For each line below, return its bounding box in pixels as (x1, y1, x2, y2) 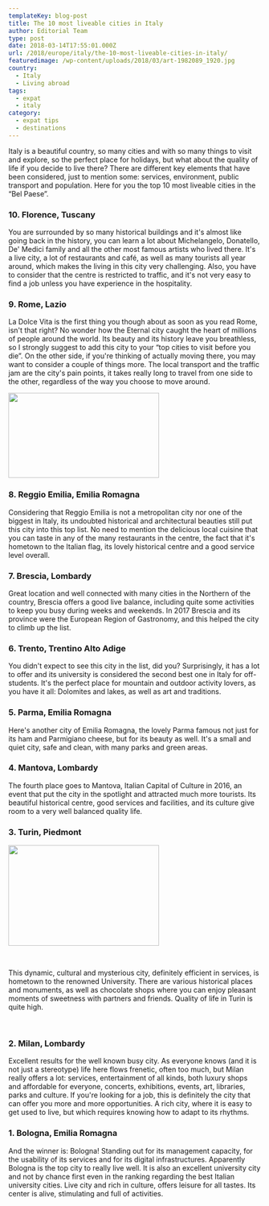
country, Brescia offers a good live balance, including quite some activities (8, 597, 255, 606)
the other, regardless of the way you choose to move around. (8, 377, 210, 386)
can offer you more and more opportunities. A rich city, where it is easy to (8, 1099, 253, 1109)
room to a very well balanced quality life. (8, 806, 143, 816)
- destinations (15, 124, 67, 132)
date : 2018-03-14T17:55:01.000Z (8, 42, 116, 50)
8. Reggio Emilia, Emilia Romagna (8, 489, 141, 500)
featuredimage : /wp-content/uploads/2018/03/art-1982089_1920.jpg (8, 57, 235, 65)
